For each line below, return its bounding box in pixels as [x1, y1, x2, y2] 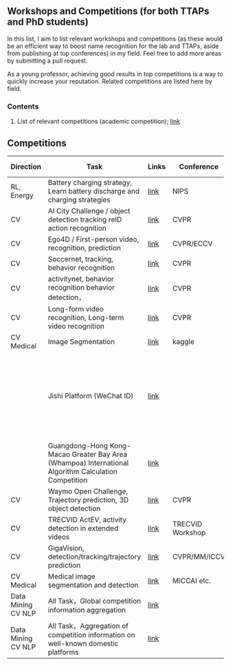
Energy [10, 191, 34, 200]
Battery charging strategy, [47, 178, 133, 187]
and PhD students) [7, 17, 89, 28]
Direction [10, 162, 41, 171]
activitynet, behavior [47, 274, 115, 283]
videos [47, 532, 70, 541]
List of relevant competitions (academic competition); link [16, 117, 181, 126]
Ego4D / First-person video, [47, 234, 140, 244]
